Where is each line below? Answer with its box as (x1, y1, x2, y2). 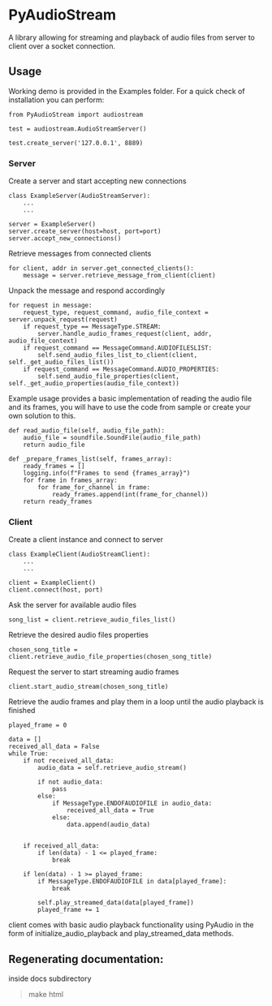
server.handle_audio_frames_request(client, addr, (37, 330, 213, 338)
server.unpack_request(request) (8, 316, 118, 324)
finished (8, 706, 36, 716)
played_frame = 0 (8, 721, 67, 729)
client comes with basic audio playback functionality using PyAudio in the (8, 920, 254, 930)
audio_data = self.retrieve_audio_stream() (37, 764, 187, 772)
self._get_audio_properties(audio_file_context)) (8, 380, 180, 388)
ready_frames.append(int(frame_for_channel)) (51, 491, 209, 499)
